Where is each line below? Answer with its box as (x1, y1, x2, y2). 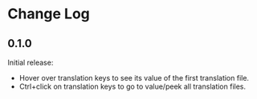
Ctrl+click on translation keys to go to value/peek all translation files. (18, 81, 247, 91)
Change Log (7, 5, 90, 23)
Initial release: (7, 57, 54, 67)
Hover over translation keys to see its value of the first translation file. (18, 73, 250, 82)
